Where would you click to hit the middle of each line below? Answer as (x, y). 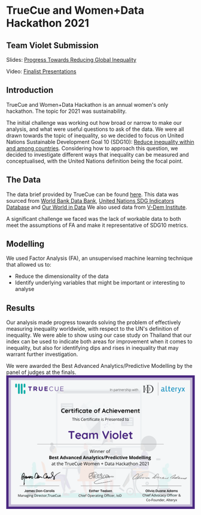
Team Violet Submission (52, 45)
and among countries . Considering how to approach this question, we (92, 148)
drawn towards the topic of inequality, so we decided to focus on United (95, 135)
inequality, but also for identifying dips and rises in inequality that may (92, 348)
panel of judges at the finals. (41, 372)
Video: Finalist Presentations (41, 71)
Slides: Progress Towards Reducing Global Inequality (71, 60)
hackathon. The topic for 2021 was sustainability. (66, 111)
